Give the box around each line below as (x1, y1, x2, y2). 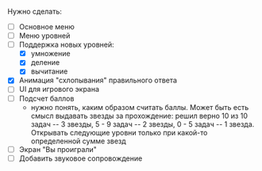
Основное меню (18, 22, 75, 31)
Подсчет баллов (18, 93, 75, 103)
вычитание (30, 66, 68, 76)
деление (30, 58, 60, 67)
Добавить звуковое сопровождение (18, 154, 143, 163)
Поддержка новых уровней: (18, 40, 114, 50)
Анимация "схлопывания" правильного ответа (18, 75, 178, 85)
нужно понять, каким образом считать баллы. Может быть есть (30, 102, 249, 112)
